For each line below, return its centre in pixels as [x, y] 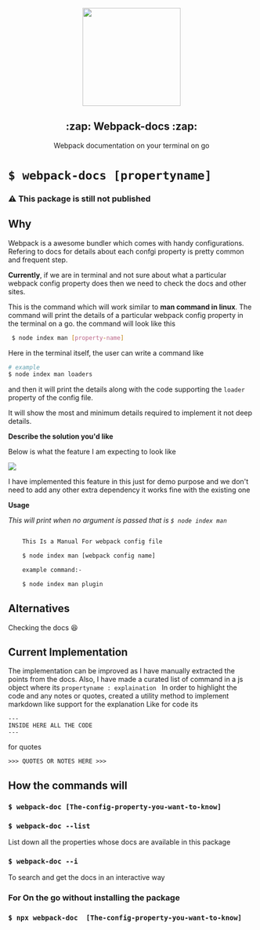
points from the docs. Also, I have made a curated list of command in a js [126, 680]
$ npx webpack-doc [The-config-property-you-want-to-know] [125, 918]
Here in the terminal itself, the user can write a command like [106, 352]
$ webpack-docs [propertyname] [110, 176]
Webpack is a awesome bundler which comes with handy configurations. [126, 243]
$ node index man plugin [63, 584]
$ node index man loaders [50, 374]
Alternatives [39, 609]
